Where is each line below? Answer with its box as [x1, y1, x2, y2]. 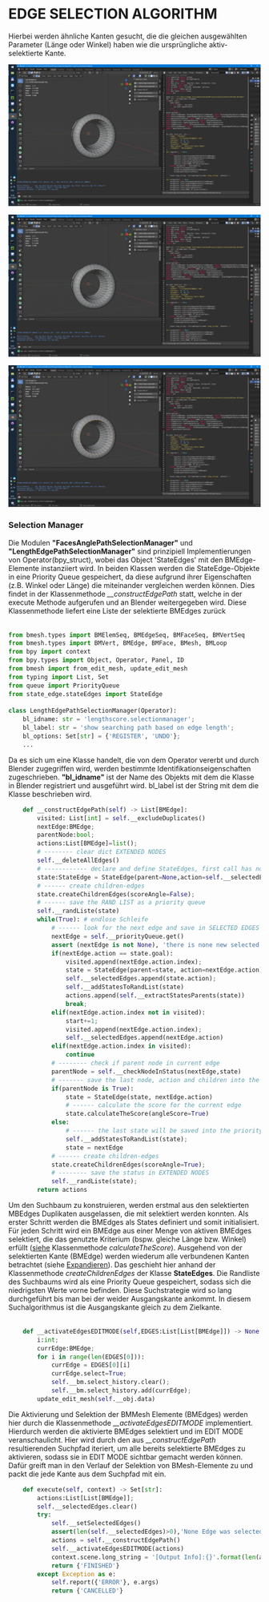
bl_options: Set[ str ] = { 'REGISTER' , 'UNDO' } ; [22, 732, 181, 741]
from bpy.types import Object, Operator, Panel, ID [8, 656, 184, 665]
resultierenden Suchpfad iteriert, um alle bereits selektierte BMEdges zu [8, 1443, 246, 1453]
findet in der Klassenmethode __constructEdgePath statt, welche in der [8, 589, 243, 598]
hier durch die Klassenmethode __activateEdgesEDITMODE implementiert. [8, 1418, 254, 1427]
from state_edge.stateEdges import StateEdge [8, 690, 163, 698]
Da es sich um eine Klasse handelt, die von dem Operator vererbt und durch [8, 755, 259, 765]
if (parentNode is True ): [50, 1085, 134, 1093]
